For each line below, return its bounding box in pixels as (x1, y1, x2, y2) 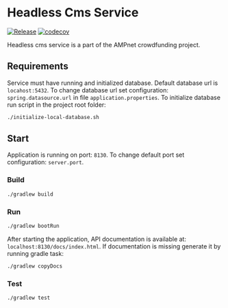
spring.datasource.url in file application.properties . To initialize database (7, 93, 221, 101)
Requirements (7, 60, 68, 73)
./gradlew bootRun (7, 222, 60, 229)
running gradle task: (7, 249, 64, 257)
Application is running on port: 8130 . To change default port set (7, 151, 185, 159)
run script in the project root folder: (7, 101, 106, 109)
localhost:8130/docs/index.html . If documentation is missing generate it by (7, 242, 221, 251)
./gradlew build (7, 190, 53, 198)
